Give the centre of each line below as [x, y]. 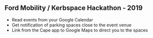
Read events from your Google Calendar [52, 19]
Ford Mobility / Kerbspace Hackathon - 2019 [74, 8]
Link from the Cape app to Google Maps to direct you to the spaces [80, 30]
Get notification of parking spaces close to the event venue [72, 25]
